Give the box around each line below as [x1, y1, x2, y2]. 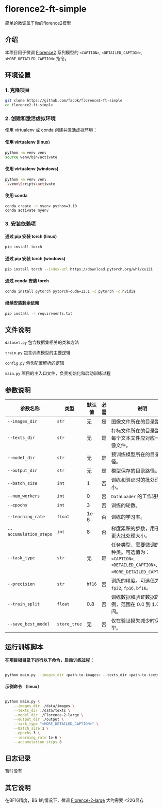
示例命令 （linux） [5, 684, 42, 690]
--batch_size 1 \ [14, 726, 49, 731]
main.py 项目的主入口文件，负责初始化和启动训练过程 [5, 370, 111, 376]
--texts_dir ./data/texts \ [14, 708, 70, 713]
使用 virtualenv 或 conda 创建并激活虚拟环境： [5, 127, 98, 133]
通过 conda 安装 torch [5, 278, 49, 284]
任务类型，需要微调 [111, 541, 155, 548]
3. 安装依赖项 [5, 220, 36, 227]
